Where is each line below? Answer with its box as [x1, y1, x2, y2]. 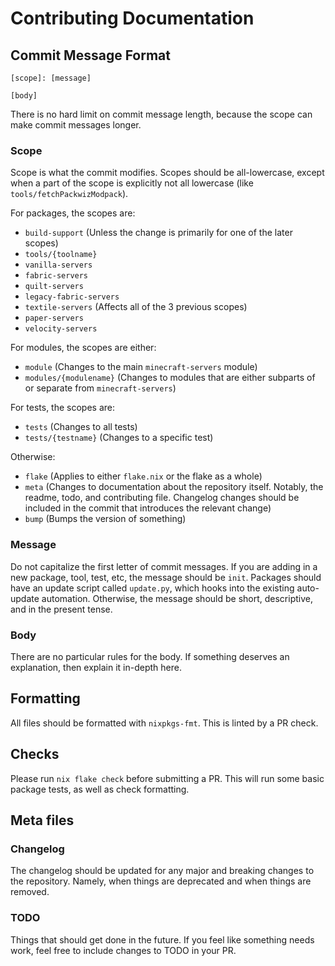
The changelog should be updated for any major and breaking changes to [10, 865, 315, 877]
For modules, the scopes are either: [10, 342, 157, 354]
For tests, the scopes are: [10, 402, 116, 414]
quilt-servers [24, 282, 84, 292]
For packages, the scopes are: [10, 207, 136, 219]
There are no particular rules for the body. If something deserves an [10, 650, 290, 662]
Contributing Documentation [10, 7, 255, 30]
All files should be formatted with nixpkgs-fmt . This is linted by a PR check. [10, 717, 319, 729]
